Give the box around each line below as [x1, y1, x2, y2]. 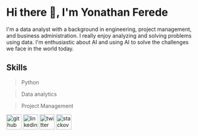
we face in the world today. [6, 45, 74, 52]
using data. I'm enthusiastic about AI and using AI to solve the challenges [6, 38, 189, 46]
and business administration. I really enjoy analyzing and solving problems [6, 32, 192, 39]
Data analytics [21, 90, 58, 98]
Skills [6, 63, 27, 73]
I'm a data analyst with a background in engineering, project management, [6, 25, 192, 33]
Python [21, 78, 39, 86]
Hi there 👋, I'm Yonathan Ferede [6, 5, 168, 19]
